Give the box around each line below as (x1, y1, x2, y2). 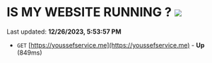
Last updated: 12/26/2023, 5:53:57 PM (6, 27, 122, 36)
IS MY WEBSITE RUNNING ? (6, 4, 172, 20)
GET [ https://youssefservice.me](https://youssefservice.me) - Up (16, 41, 205, 49)
